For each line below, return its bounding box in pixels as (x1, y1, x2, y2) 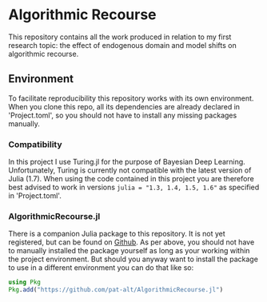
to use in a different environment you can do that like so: (8, 263, 194, 272)
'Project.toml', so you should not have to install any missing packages (8, 110, 237, 120)
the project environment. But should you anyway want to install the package (8, 254, 258, 264)
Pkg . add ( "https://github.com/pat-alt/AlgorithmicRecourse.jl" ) (8, 286, 224, 294)
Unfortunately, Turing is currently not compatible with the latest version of (8, 165, 252, 175)
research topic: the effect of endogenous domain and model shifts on (8, 40, 237, 50)
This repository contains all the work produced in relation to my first (8, 32, 232, 42)
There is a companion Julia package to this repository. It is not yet (8, 229, 225, 239)
